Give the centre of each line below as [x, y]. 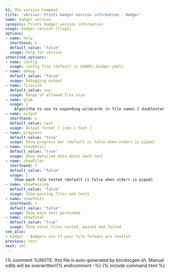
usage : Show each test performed [45, 213]
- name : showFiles [25, 161]
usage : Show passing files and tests [50, 194]
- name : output [21, 114]
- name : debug [20, 72]
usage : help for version [36, 52]
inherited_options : [26, 57]
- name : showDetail [26, 147]
